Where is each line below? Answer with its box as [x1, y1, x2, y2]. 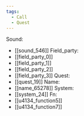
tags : [6, 8, 19, 15]
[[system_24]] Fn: [14, 91, 57, 98]
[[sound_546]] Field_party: [14, 47, 79, 54]
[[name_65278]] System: [14, 85, 74, 92]
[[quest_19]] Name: [14, 78, 60, 85]
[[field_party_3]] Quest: [14, 72, 70, 79]
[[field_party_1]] [14, 59, 52, 67]
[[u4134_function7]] [14, 104, 62, 111]
